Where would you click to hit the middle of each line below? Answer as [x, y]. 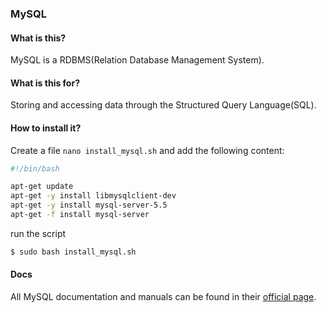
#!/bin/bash [35, 168]
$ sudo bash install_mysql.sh [73, 252]
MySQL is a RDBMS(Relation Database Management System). [137, 60]
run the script [38, 233]
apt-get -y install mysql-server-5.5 [89, 205]
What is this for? [45, 83]
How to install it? [46, 128]
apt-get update [42, 187]
